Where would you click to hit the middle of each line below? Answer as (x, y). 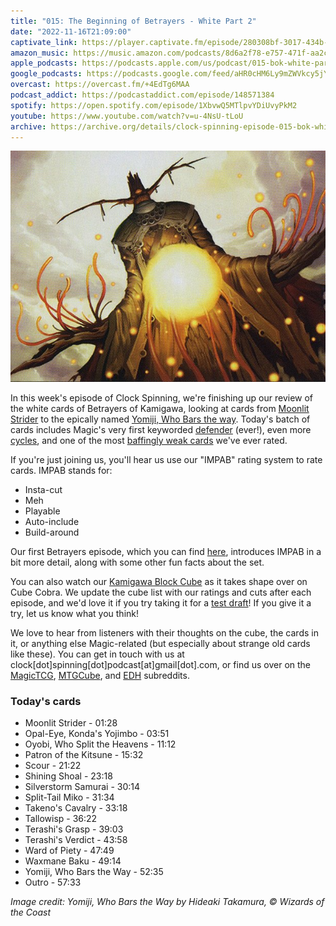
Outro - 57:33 (53, 882)
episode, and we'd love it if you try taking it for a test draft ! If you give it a (161, 603)
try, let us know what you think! (75, 614)
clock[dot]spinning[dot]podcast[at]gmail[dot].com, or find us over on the (160, 665)
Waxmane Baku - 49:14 (73, 861)
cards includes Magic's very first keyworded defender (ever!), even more (161, 430)
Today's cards (46, 702)
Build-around (52, 532)
